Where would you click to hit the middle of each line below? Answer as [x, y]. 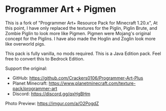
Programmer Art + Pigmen [61, 9]
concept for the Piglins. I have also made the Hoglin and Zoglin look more [81, 39]
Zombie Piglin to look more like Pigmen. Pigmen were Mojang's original [78, 33]
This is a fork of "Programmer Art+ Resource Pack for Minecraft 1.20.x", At [82, 23]
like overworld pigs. [25, 44]
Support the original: [26, 68]
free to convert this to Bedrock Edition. [45, 58]
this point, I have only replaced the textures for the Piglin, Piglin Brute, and [81, 28]
